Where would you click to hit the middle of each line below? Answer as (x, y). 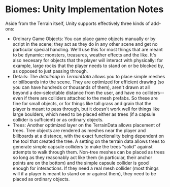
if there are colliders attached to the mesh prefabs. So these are (91, 98)
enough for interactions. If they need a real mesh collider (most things (86, 168)
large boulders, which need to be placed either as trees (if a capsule (84, 114)
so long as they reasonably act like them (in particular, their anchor (82, 157)
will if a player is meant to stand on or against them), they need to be (84, 173)
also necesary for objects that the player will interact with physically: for (88, 60)
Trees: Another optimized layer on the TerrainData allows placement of (87, 125)
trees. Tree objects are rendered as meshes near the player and (79, 130)
